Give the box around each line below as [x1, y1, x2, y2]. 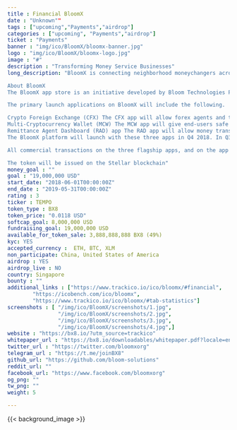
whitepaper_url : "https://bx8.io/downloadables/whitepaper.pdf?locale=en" [7, 337, 235, 344]
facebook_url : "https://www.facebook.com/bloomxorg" [7, 369, 166, 376]
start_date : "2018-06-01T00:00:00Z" [7, 179, 115, 186]
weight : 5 [7, 389, 37, 396]
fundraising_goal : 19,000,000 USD [7, 225, 109, 232]
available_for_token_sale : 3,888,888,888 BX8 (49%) [7, 232, 162, 239]
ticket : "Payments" [7, 37, 68, 44]
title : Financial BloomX [7, 10, 83, 18]
